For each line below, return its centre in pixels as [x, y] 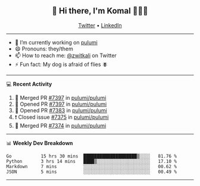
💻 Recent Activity [29, 84]
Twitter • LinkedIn [100, 25]
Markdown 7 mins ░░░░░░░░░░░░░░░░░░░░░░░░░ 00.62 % [92, 166]
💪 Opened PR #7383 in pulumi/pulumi [61, 110]
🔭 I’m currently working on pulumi [56, 42]
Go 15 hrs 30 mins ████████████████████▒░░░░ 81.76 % [92, 156]
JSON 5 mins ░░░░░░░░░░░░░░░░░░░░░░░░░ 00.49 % [92, 172]
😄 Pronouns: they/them [44, 49]
